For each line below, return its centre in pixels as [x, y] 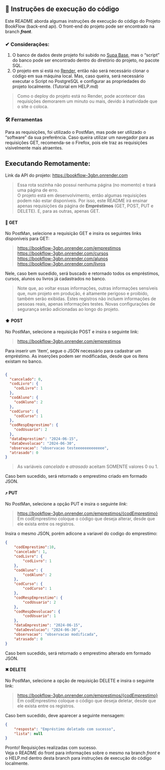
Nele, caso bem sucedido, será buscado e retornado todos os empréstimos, [82, 273]
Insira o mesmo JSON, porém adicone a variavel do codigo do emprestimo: [81, 534]
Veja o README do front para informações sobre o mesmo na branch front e [83, 753]
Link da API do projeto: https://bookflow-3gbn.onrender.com [66, 175]
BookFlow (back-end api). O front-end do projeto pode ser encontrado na [80, 26]
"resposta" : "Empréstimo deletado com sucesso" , [65, 729]
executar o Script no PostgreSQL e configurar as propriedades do [79, 81]
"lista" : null [28, 733]
